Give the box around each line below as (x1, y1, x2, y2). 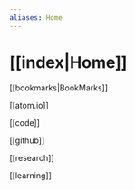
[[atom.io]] (9, 100, 50, 110)
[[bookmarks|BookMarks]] (9, 82, 109, 93)
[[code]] (9, 117, 41, 128)
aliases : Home (9, 13, 63, 23)
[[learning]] (9, 169, 52, 181)
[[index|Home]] (9, 52, 128, 72)
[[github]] (9, 135, 45, 146)
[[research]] (9, 152, 54, 163)
